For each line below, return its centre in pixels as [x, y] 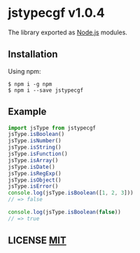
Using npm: [24, 71]
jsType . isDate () [31, 167]
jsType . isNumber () [35, 141]
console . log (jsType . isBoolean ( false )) [64, 212]
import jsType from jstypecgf [52, 128]
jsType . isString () [35, 148]
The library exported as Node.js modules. [68, 32]
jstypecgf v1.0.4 [57, 13]
